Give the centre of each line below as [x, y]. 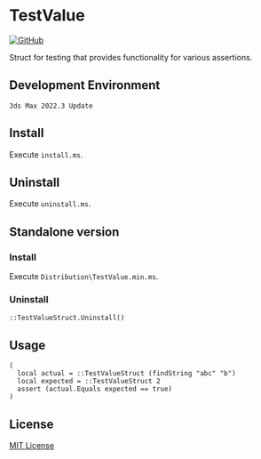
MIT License [32, 445]
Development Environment [85, 85]
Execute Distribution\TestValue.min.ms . [84, 277]
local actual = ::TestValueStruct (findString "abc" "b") [127, 374]
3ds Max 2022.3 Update [51, 106]
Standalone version [64, 232]
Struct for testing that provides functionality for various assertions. [131, 57]
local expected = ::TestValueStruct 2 [89, 382]
